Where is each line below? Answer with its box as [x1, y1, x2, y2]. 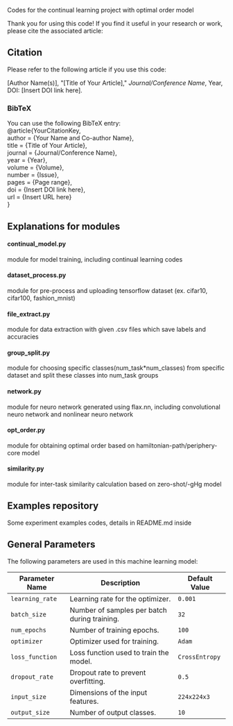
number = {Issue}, [7, 171, 59, 179]
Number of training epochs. [69, 625, 159, 634]
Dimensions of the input [69, 687, 148, 697]
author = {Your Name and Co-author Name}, [7, 134, 134, 142]
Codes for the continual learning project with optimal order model [7, 6, 194, 14]
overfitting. [69, 676, 105, 686]
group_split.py [7, 348, 51, 357]
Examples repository [7, 500, 99, 512]
